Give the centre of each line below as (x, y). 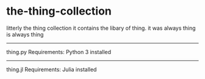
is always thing (25, 34)
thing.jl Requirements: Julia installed (52, 69)
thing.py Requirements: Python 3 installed (59, 52)
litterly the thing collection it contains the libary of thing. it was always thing (101, 28)
